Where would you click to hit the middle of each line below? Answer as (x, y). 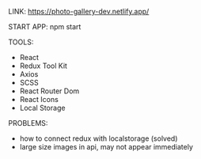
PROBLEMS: (28, 123)
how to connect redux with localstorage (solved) (99, 138)
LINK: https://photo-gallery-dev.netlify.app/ (79, 11)
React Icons (39, 99)
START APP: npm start (45, 26)
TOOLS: (21, 42)
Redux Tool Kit (43, 66)
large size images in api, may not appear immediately (106, 147)
